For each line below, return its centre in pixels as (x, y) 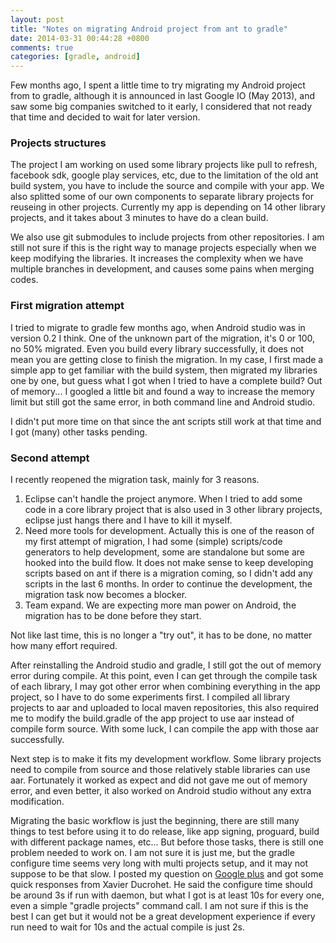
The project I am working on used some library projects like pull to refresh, (164, 165)
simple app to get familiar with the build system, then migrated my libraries (164, 370)
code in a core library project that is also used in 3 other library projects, (173, 510)
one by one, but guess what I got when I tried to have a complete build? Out (166, 380)
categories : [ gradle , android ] (75, 57)
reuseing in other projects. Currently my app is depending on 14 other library (168, 207)
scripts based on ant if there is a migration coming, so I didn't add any (168, 573)
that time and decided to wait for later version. (105, 117)
